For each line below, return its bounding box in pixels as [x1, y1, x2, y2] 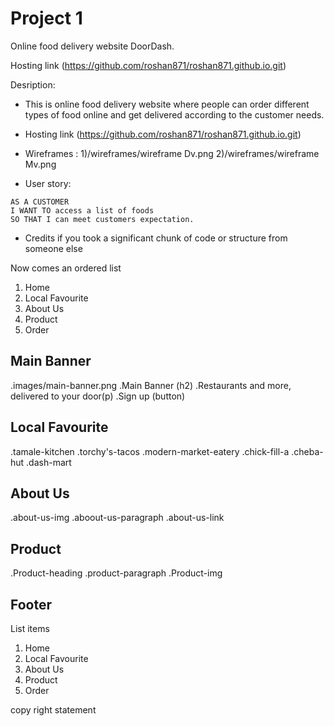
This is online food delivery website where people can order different [24, 98, 310, 110]
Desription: [10, 78, 56, 91]
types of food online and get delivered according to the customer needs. [24, 108, 325, 121]
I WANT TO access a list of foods [10, 205, 155, 216]
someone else [24, 242, 83, 254]
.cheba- [291, 445, 324, 457]
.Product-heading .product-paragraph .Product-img [10, 567, 223, 579]
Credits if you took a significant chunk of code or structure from [24, 232, 288, 244]
